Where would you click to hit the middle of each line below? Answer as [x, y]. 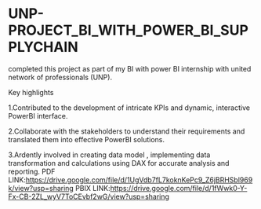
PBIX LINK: [93, 188]
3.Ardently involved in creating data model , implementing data [109, 155]
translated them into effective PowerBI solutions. [87, 139]
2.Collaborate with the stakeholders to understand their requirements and [127, 131]
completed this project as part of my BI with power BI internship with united [130, 68]
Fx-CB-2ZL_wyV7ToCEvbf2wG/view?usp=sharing [89, 196]
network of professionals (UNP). [60, 77]
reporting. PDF [32, 171]
